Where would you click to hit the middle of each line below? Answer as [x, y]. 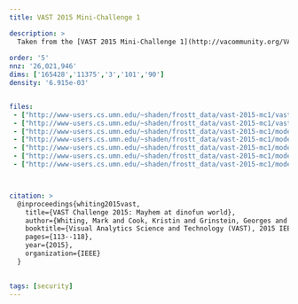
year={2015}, [49, 246]
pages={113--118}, [59, 237]
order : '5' [29, 58]
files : [21, 106]
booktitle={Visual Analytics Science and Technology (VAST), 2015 [150, 229]
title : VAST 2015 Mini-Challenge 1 [75, 17]
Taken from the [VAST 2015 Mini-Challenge [97, 42]
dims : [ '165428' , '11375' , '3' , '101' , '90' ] [87, 75]
